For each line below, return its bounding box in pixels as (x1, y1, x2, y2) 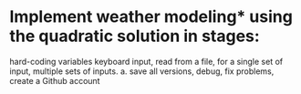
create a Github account (9, 75, 100, 86)
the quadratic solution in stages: (9, 26, 260, 47)
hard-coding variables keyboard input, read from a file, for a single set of (9, 56, 284, 67)
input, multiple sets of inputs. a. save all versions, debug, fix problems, (9, 66, 275, 77)
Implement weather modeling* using (9, 6, 294, 27)
